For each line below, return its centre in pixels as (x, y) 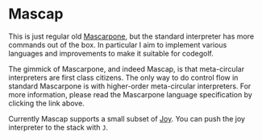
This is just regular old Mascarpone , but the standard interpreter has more (131, 36)
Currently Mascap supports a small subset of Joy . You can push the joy (127, 118)
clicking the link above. (46, 103)
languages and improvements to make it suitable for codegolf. (111, 53)
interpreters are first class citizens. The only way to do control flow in (123, 77)
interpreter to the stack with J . (58, 127)
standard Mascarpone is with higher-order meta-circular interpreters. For (130, 86)
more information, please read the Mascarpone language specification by (130, 94)
